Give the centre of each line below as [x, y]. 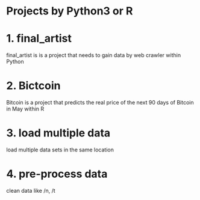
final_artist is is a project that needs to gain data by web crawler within [94, 55]
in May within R [25, 109]
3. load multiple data [58, 133]
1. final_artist [39, 39]
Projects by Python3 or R [70, 11]
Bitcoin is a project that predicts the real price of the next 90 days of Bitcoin [100, 103]
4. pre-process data [57, 174]
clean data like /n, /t [31, 190]
